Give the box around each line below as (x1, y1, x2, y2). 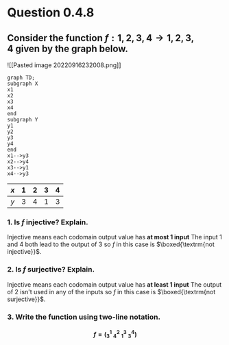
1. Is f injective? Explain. (7, 217, 88, 227)
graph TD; (7, 74, 36, 81)
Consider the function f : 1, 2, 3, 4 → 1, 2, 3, (7, 32, 194, 44)
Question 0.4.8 (7, 5, 95, 21)
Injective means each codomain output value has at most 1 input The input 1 (7, 233, 223, 241)
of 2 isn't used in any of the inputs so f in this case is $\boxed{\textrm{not (7, 287, 216, 296)
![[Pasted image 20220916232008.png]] (7, 61, 121, 69)
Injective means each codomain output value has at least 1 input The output (7, 280, 222, 289)
